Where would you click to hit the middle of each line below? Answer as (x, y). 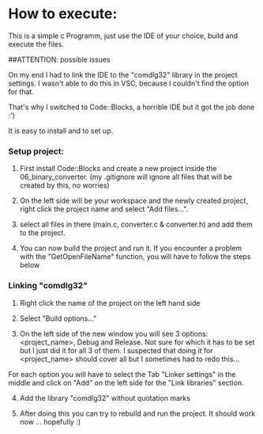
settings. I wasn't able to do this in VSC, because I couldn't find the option (129, 83)
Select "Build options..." (58, 318)
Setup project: (36, 151)
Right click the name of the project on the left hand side (110, 303)
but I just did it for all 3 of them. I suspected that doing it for (116, 350)
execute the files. (36, 44)
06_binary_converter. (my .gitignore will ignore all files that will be (126, 177)
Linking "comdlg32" (48, 286)
